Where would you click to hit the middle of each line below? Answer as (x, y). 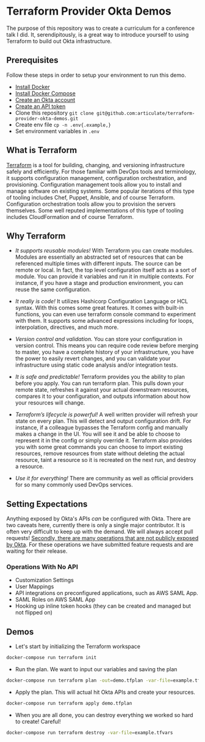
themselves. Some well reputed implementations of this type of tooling (95, 210)
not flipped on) (34, 613)
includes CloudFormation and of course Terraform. (70, 217)
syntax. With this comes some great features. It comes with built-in (99, 308)
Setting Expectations (47, 504)
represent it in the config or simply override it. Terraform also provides (103, 441)
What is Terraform (42, 150)
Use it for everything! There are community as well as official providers (104, 478)
